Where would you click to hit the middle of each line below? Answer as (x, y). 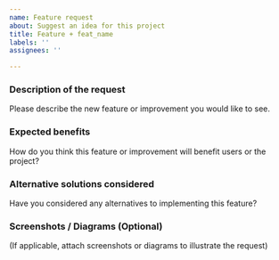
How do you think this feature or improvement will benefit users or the (138, 151)
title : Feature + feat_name (62, 34)
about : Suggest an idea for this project (87, 26)
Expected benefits (50, 132)
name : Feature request (51, 17)
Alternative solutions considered (82, 183)
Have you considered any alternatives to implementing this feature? (133, 203)
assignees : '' (36, 51)
